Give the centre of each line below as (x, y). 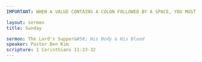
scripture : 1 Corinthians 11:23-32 (51, 50)
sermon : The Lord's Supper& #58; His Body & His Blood (76, 39)
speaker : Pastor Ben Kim (37, 44)
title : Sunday (24, 28)
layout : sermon (25, 22)
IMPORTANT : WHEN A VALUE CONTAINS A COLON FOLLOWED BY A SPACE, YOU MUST (101, 12)
